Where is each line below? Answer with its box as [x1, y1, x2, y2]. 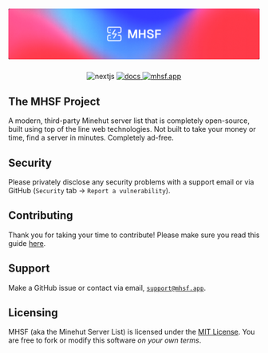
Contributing [8, 208, 73, 223]
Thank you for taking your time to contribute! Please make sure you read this [8, 230, 261, 240]
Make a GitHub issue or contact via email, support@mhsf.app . [8, 283, 206, 292]
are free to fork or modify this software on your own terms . [8, 335, 202, 345]
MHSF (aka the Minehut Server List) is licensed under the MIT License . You [8, 327, 255, 337]
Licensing [8, 306, 58, 319]
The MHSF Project [8, 94, 100, 108]
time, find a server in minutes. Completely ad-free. [8, 133, 174, 143]
